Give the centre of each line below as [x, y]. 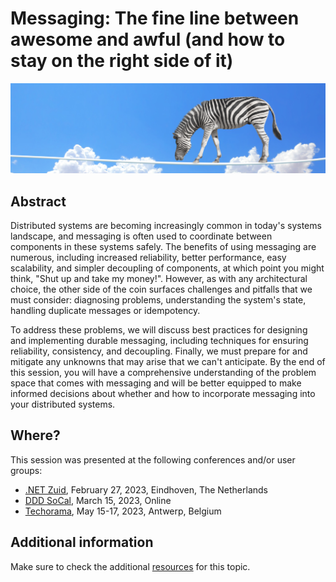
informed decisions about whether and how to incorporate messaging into [163, 393]
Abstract [38, 201]
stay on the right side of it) [122, 61]
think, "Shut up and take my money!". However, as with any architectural [159, 278]
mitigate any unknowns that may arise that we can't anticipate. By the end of [168, 361]
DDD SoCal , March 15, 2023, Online [98, 500]
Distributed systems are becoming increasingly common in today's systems [166, 225]
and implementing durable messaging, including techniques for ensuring [159, 340]
